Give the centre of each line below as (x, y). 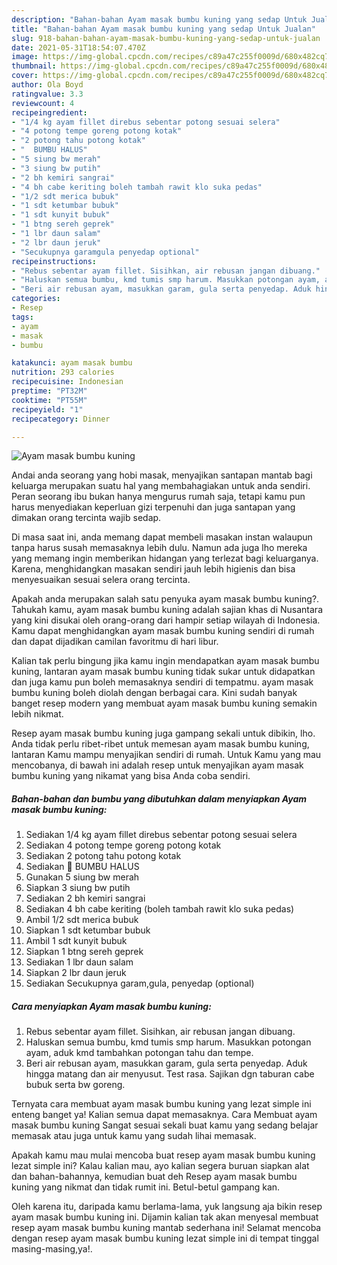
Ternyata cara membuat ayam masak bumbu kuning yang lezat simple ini (161, 1104)
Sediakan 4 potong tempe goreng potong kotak (123, 845)
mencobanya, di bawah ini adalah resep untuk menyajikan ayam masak (157, 765)
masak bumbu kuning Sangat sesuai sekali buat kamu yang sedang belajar (165, 1125)
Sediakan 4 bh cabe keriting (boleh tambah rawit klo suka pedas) (160, 909)
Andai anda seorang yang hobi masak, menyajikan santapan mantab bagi (162, 475)
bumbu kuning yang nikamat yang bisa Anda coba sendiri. (131, 776)
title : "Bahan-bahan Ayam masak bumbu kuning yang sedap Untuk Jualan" (163, 29)
